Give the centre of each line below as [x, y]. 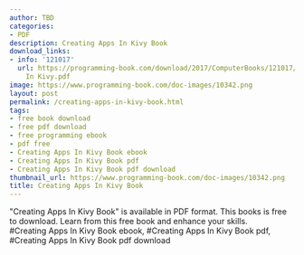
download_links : [40, 52]
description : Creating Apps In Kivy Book [89, 43]
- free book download [50, 118]
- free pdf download [48, 127]
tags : [19, 110]
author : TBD [32, 18]
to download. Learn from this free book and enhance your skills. [128, 222]
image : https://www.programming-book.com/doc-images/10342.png [131, 85]
